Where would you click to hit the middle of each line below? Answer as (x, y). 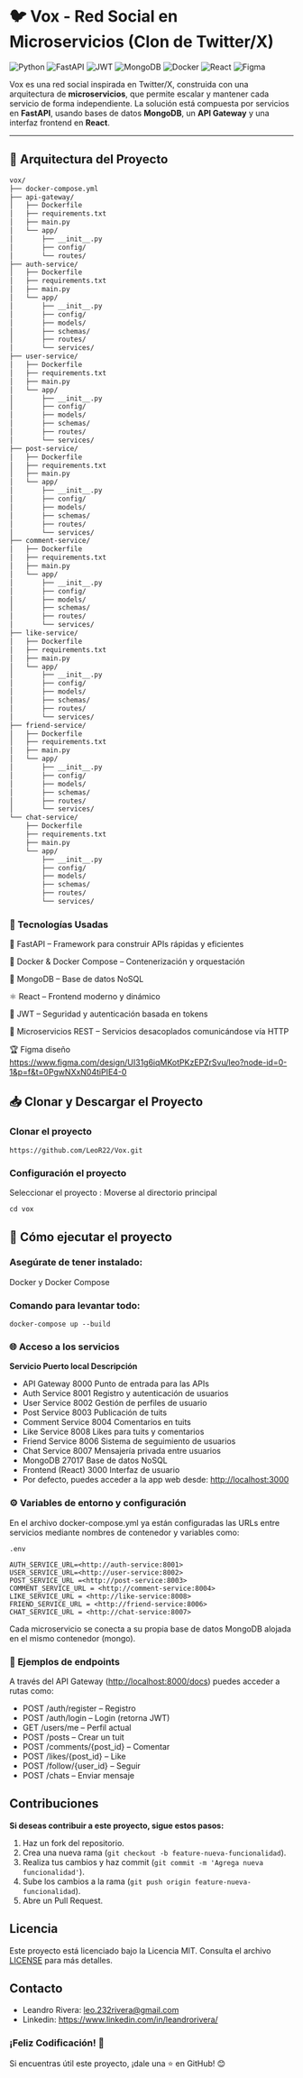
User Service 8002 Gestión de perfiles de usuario (115, 1403)
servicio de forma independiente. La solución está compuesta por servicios (150, 103)
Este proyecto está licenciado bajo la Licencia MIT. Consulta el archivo (140, 1950)
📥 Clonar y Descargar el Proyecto (106, 1102)
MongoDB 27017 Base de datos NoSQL (95, 1460)
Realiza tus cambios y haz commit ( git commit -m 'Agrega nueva (143, 1862)
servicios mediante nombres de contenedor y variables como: (124, 1532)
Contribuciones (54, 1804)
